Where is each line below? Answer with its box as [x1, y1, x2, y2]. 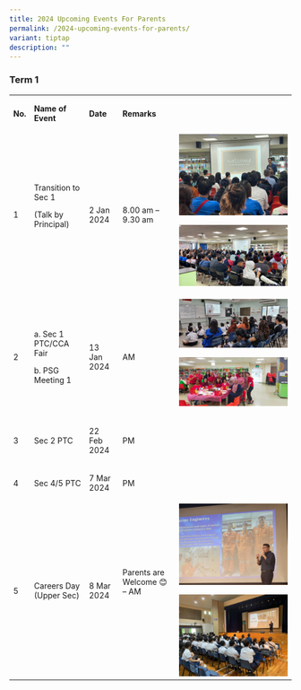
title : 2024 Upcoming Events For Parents [9, 14, 167, 23]
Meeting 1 [34, 375, 72, 386]
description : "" [9, 43, 70, 52]
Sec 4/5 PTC [34, 477, 82, 488]
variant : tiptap [9, 33, 70, 42]
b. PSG [34, 365, 60, 376]
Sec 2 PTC [34, 435, 73, 446]
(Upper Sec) [34, 590, 80, 601]
